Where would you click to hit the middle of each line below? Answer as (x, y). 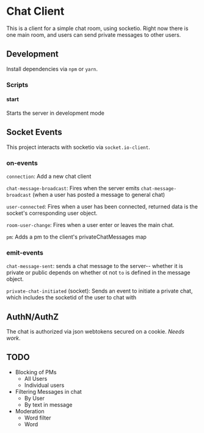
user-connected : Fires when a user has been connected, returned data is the (102, 206)
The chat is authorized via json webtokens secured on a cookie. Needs (96, 332)
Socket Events (34, 132)
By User (34, 398)
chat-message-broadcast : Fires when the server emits (73, 188)
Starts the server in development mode (56, 113)
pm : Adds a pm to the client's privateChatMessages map (76, 237)
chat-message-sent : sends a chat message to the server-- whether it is (95, 266)
